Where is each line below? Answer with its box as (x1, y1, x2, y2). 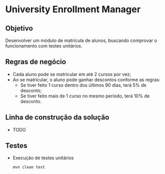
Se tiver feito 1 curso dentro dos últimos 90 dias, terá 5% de (20, 82, 147, 88)
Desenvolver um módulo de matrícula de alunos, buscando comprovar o (5, 37, 157, 43)
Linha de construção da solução (5, 113, 110, 122)
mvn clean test (12, 165, 45, 170)
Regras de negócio (5, 58, 66, 66)
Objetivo (5, 24, 33, 33)
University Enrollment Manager (5, 4, 141, 15)
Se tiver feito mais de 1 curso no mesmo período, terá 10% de (20, 93, 150, 99)
